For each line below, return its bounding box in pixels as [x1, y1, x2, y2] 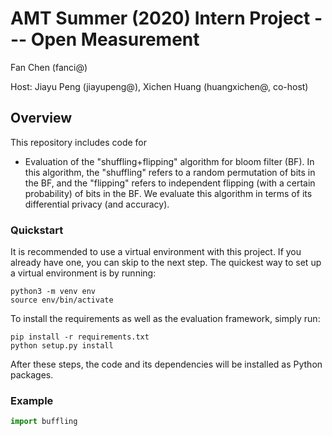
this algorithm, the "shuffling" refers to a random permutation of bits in [24, 166, 316, 178]
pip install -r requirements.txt [10, 332, 150, 342]
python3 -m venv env [10, 287, 97, 297]
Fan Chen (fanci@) [10, 61, 88, 73]
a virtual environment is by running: [10, 267, 157, 279]
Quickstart [10, 223, 64, 237]
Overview [10, 110, 73, 127]
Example [10, 393, 54, 407]
